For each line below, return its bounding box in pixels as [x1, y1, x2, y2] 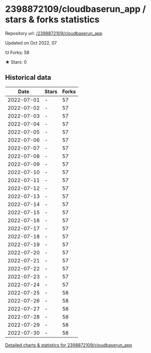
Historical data [5, 73, 51, 82]
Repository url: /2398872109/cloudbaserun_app [5, 30, 103, 36]
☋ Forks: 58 [5, 49, 30, 55]
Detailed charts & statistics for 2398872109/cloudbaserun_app [5, 342, 132, 348]
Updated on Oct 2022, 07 [5, 40, 57, 45]
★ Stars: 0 [5, 59, 27, 65]
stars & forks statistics [5, 14, 100, 25]
